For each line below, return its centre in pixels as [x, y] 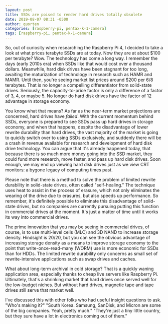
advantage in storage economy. [38, 101]
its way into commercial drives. [37, 217]
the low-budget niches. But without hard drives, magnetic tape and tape [79, 285]
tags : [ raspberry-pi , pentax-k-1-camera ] [49, 33]
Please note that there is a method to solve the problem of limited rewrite [80, 180]
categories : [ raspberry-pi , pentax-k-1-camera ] [56, 29]
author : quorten [22, 24]
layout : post [19, 10]
